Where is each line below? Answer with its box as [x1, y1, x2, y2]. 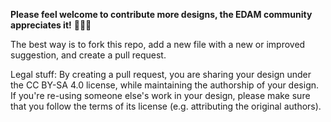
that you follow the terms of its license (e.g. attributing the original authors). [10, 100, 322, 112]
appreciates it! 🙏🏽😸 [10, 19, 92, 31]
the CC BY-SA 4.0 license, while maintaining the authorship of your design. [10, 79, 320, 91]
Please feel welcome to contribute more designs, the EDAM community [10, 9, 313, 20]
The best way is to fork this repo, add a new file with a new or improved [10, 39, 306, 50]
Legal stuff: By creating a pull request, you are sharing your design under [10, 69, 312, 80]
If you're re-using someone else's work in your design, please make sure [10, 90, 311, 101]
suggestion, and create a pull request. [10, 49, 167, 61]
